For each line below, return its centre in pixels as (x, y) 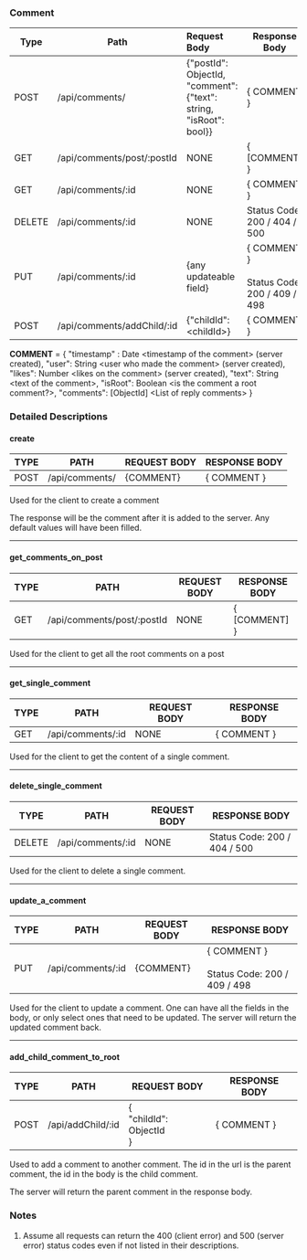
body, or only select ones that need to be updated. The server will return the (153, 1018)
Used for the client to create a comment (85, 501)
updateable (211, 277)
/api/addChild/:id (84, 1125)
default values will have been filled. (76, 528)
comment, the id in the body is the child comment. (104, 1174)
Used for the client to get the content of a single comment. (120, 757)
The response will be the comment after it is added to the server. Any (139, 518)
